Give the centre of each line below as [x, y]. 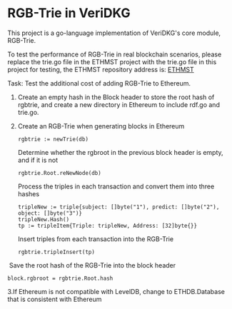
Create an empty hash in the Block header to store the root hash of [116, 97]
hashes [29, 193]
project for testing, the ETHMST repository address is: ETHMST [101, 69]
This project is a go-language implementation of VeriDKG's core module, [114, 33]
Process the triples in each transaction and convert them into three [116, 186]
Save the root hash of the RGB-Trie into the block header [92, 265]
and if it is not [38, 160]
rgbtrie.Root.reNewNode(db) [59, 173]
